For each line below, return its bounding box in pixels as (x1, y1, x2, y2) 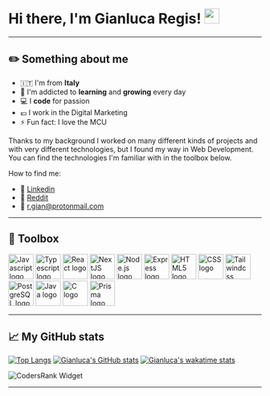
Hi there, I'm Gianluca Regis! (8, 10, 202, 28)
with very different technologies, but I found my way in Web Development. (8, 144, 254, 154)
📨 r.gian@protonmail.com (19, 201, 104, 211)
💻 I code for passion (19, 96, 90, 105)
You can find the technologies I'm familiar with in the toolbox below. (8, 153, 232, 163)
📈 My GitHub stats (8, 330, 104, 344)
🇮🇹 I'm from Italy (19, 77, 80, 88)
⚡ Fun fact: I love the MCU (19, 117, 107, 126)
